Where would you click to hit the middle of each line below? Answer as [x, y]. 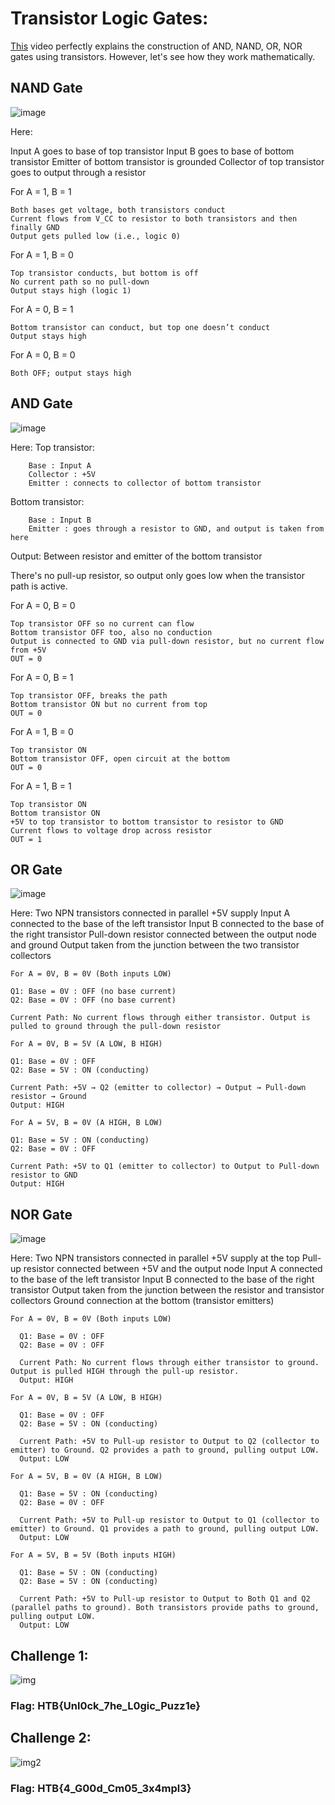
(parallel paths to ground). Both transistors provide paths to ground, [165, 1608]
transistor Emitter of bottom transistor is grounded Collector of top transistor [167, 161]
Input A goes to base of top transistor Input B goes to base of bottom [152, 151]
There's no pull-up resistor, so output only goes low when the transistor [158, 575]
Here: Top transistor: [52, 447]
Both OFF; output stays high [71, 373]
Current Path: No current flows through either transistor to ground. [169, 1363]
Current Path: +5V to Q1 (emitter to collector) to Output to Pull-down [165, 1167]
